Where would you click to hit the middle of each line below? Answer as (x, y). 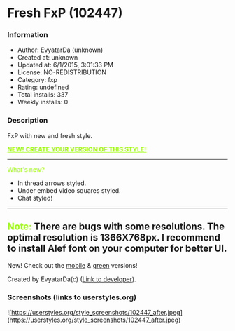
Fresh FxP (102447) (65, 13)
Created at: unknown (48, 58)
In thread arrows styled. (51, 183)
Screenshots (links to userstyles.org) (72, 297)
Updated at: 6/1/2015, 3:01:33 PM (65, 65)
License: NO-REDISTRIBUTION (62, 72)
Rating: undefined (43, 87)
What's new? (26, 169)
